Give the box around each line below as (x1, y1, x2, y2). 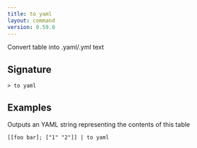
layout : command (7, 17, 55, 24)
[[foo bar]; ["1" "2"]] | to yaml (7, 134, 110, 141)
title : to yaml (7, 10, 52, 18)
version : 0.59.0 (7, 23, 55, 30)
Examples (7, 101, 52, 113)
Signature (7, 63, 52, 75)
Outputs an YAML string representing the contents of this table (7, 120, 191, 128)
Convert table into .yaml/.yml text (7, 43, 104, 52)
